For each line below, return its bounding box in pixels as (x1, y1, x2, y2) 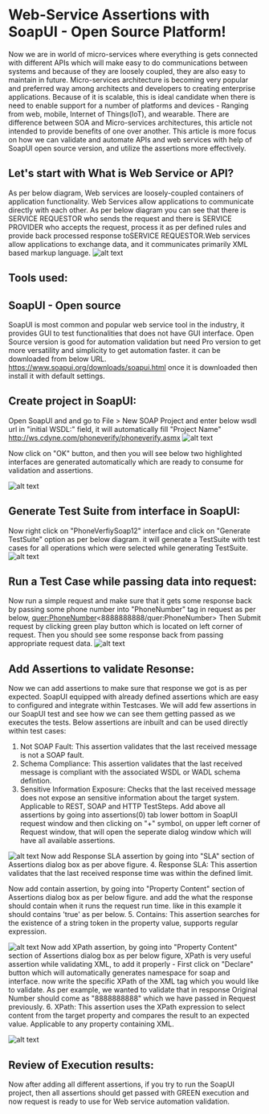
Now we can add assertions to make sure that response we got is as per (8, 684, 247, 693)
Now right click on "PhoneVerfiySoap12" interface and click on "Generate (8, 525, 251, 536)
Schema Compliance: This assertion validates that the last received (19, 758, 243, 769)
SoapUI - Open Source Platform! (8, 23, 226, 41)
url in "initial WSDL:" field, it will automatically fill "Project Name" (8, 424, 222, 434)
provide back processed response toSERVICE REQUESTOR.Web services (8, 231, 251, 240)
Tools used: (8, 271, 68, 285)
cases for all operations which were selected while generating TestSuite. (8, 543, 249, 553)
